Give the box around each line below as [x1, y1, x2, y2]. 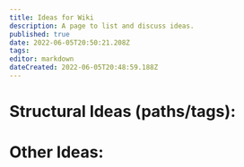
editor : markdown [9, 54, 74, 63]
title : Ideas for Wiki [9, 13, 94, 22]
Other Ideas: [9, 142, 104, 163]
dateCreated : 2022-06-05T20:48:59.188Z [9, 63, 159, 72]
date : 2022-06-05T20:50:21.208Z [9, 38, 130, 47]
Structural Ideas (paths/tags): [9, 102, 236, 121]
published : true [9, 29, 70, 38]
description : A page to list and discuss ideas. [9, 21, 195, 30]
